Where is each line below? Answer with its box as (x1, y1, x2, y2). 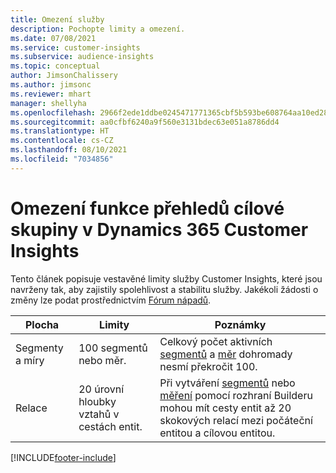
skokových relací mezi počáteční (159, 413, 313, 427)
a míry (15, 353, 45, 367)
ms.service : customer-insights (10, 42, 141, 53)
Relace (15, 401, 48, 415)
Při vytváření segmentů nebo (159, 376, 296, 390)
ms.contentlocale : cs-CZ (10, 136, 114, 146)
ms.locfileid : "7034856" (10, 154, 114, 164)
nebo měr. (78, 353, 127, 367)
